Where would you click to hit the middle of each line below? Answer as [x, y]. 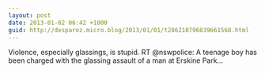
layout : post [30, 15]
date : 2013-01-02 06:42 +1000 [58, 23]
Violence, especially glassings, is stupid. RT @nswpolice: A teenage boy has [133, 53]
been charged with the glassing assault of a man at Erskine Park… [116, 60]
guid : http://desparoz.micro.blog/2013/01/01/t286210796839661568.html [129, 30]
